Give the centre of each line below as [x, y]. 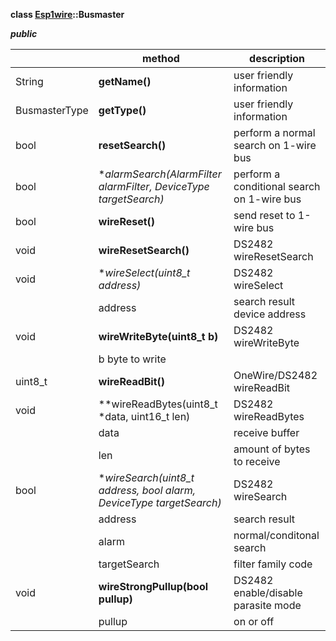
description [277, 58]
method [161, 58]
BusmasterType [52, 110]
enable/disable [268, 592]
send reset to [264, 215]
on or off [254, 621]
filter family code [273, 564]
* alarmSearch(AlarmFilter [160, 174]
